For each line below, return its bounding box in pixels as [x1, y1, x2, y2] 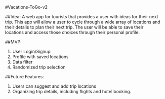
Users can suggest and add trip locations [12, 83, 96, 89]
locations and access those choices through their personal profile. [5, 30, 140, 35]
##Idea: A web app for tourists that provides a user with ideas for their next [5, 14, 158, 19]
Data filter [12, 59, 33, 65]
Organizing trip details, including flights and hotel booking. [12, 89, 132, 94]
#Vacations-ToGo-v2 [5, 4, 48, 10]
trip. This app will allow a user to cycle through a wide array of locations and [5, 19, 161, 25]
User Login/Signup [12, 49, 51, 54]
